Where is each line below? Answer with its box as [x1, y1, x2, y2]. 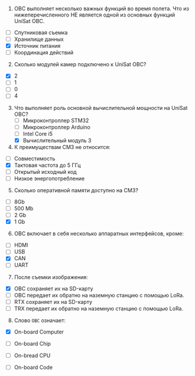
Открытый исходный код [14, 168, 77, 175]
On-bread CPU [14, 352, 51, 359]
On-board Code [14, 364, 53, 371]
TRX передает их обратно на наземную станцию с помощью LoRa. [14, 304, 184, 312]
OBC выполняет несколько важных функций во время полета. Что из [14, 5, 190, 12]
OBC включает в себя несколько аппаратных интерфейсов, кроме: [14, 230, 184, 237]
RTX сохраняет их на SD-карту [14, 298, 93, 305]
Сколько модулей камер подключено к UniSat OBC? [14, 61, 147, 68]
